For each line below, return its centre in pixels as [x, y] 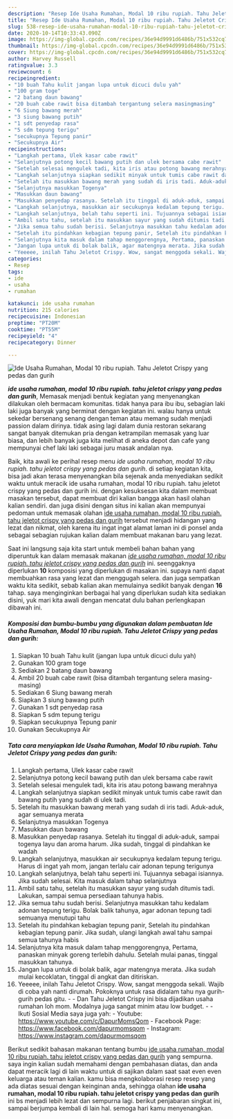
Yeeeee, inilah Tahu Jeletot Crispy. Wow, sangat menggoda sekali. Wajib [121, 984]
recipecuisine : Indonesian [47, 317]
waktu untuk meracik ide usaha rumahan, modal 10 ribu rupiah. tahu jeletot [114, 484]
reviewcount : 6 [30, 71]
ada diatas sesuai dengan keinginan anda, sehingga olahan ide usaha [107, 1086]
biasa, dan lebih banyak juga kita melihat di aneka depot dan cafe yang [109, 441]
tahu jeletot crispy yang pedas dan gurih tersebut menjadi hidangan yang [112, 521]
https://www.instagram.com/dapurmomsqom [82, 1036]
